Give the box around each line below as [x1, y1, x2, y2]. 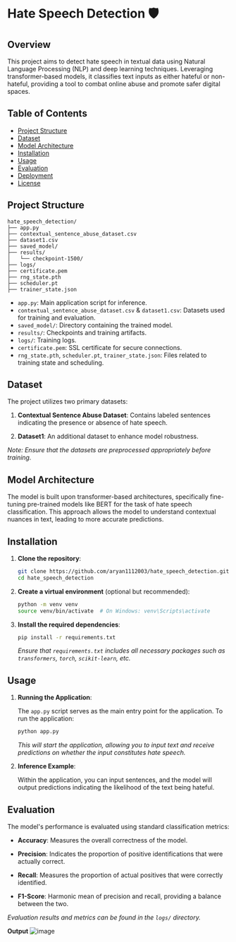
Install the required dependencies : [17, 620, 121, 629]
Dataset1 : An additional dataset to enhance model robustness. [17, 432, 199, 441]
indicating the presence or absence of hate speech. [17, 418, 168, 427]
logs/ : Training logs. [17, 336, 77, 344]
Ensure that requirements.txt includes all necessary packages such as [17, 646, 225, 655]
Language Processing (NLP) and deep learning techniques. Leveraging [7, 65, 213, 73]
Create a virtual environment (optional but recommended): [17, 587, 190, 596]
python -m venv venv [17, 600, 78, 608]
